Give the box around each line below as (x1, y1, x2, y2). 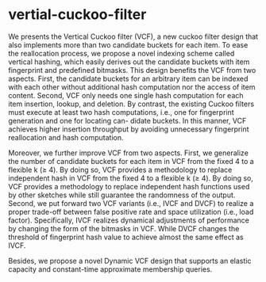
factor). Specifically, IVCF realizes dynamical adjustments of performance (8, 215, 250, 225)
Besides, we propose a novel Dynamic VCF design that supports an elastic (8, 256, 252, 265)
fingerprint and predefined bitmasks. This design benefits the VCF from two (8, 65, 256, 74)
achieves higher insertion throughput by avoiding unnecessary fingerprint (8, 124, 249, 134)
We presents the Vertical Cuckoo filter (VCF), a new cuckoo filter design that (8, 32, 259, 41)
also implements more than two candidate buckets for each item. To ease (8, 40, 249, 49)
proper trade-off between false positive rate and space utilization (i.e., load (8, 207, 254, 216)
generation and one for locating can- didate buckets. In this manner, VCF (8, 116, 247, 125)
